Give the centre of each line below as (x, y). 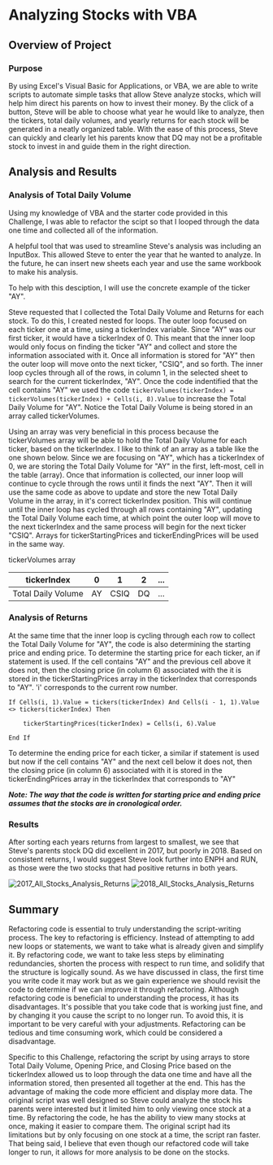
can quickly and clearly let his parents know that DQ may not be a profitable (135, 137)
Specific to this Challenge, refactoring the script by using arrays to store (129, 1057)
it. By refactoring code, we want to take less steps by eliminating (117, 954)
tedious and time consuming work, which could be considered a (116, 1032)
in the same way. (37, 543)
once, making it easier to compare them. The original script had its (119, 1126)
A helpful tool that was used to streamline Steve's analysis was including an (135, 246)
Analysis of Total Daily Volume (70, 195)
